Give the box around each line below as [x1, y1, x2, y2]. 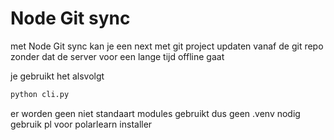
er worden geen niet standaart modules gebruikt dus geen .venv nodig [10, 107, 301, 119]
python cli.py [10, 89, 70, 99]
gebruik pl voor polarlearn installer [10, 118, 153, 130]
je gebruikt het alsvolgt [10, 70, 105, 82]
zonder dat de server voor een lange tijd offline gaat [10, 50, 225, 62]
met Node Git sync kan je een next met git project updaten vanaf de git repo [10, 40, 324, 52]
